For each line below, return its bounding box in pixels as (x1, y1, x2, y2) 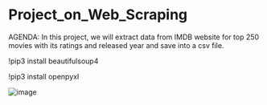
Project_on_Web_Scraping (8, 6, 188, 24)
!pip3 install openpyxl (8, 71, 80, 81)
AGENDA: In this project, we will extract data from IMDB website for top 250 (8, 32, 260, 42)
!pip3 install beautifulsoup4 (8, 56, 99, 66)
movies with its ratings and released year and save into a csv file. (8, 40, 224, 50)
